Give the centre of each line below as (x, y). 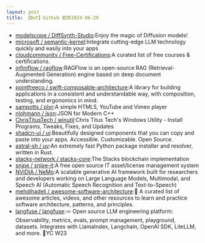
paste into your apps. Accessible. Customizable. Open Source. (94, 139)
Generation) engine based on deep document (103, 74)
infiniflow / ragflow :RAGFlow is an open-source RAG (81, 67)
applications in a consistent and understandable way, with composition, (105, 94)
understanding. (34, 81)
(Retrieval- (161, 67)
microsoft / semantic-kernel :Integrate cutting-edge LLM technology (100, 42)
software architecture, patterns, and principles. (74, 204)
